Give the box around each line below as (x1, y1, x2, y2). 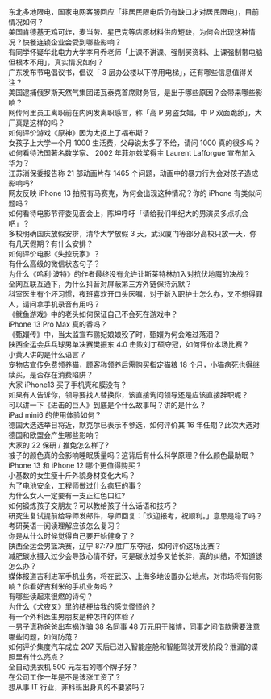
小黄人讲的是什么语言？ (8, 350, 86, 359)
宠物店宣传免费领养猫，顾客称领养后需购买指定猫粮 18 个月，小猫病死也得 (8, 360, 253, 369)
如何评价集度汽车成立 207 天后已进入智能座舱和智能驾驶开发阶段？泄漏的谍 (8, 642, 258, 651)
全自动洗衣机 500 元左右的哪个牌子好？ (8, 662, 139, 672)
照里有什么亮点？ (8, 652, 65, 661)
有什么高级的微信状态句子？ (8, 259, 101, 268)
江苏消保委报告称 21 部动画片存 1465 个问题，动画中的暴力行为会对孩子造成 (8, 169, 259, 177)
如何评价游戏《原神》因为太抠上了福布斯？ (8, 128, 150, 137)
